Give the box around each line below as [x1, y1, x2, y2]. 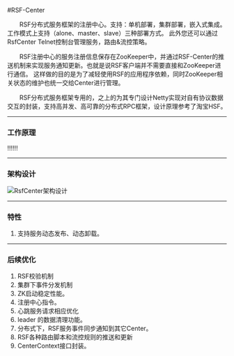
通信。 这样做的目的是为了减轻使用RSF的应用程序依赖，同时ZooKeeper [13, 70, 217, 78]
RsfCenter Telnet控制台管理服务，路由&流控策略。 [7, 38, 151, 46]
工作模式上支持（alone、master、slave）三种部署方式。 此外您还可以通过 [7, 29, 218, 37]
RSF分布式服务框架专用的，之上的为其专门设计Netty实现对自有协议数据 [19, 93, 224, 102]
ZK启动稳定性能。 [17, 289, 69, 298]
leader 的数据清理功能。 [17, 316, 87, 324]
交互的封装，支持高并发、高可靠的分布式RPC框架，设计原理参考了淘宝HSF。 [7, 102, 227, 110]
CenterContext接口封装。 [17, 341, 91, 350]
